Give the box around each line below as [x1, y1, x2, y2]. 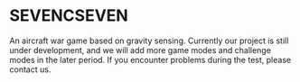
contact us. [9, 64, 52, 75]
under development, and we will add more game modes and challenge [9, 44, 271, 55]
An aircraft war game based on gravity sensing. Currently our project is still [9, 35, 289, 46]
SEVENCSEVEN [9, 5, 128, 26]
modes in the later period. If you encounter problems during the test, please [9, 54, 292, 65]
